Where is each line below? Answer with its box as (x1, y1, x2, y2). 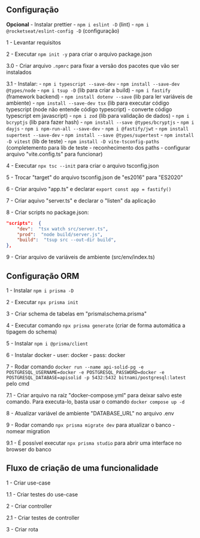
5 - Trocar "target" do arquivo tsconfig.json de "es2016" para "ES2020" (6, 174, 183, 181)
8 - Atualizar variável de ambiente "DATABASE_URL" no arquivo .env (6, 410, 175, 417)
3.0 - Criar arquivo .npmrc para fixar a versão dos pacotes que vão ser (6, 62, 180, 69)
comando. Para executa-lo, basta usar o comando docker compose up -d (6, 398, 185, 405)
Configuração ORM (6, 271, 80, 281)
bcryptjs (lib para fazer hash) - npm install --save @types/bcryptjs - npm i (6, 118, 195, 126)
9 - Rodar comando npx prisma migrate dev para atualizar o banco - (6, 421, 175, 429)
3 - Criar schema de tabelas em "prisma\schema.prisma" (6, 310, 147, 317)
